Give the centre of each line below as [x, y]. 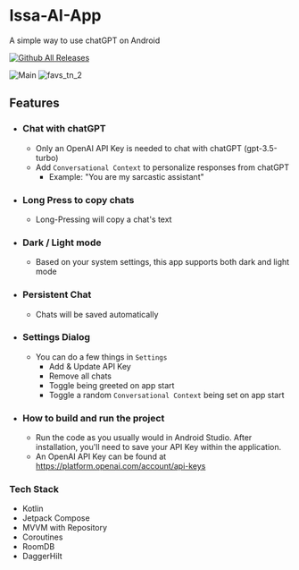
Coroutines [42, 537]
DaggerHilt [42, 557]
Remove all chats [80, 376]
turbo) [47, 157]
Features [34, 103]
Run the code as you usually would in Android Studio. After [144, 438]
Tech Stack [34, 489]
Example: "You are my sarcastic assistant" [126, 176]
